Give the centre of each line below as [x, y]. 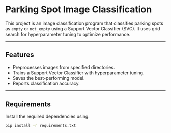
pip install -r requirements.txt [41, 125]
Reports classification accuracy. [46, 83]
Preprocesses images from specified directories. [64, 67]
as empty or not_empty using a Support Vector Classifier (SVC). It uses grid [83, 28]
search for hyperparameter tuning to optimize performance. [68, 34]
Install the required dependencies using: [48, 116]
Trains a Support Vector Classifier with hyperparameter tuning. [78, 73]
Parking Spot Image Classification [79, 9]
